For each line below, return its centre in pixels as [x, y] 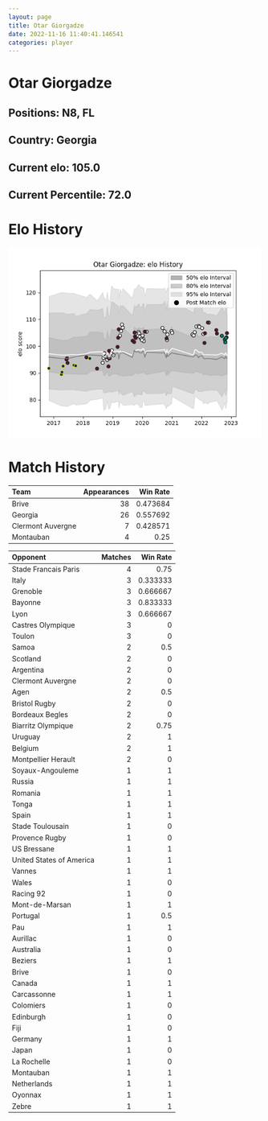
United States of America [53, 860]
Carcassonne [34, 995]
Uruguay [26, 737]
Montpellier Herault [44, 759]
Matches [116, 557]
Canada [24, 983]
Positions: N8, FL [51, 113]
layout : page [30, 17]
